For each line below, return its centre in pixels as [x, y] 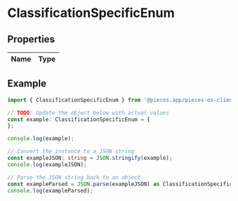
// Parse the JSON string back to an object [74, 177]
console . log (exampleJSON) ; [47, 164]
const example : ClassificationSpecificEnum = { [79, 119]
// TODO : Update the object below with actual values [89, 113]
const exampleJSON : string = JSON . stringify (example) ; [90, 158]
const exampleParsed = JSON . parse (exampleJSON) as [84, 184]
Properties [31, 39]
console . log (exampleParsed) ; [50, 190]
